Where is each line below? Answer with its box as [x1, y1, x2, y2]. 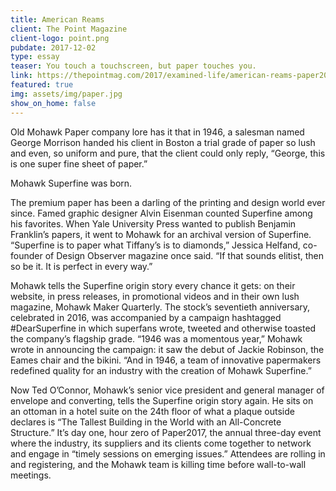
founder [10, 249, 43, 261]
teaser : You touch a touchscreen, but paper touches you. [10, 61, 257, 71]
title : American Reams [10, 14, 105, 25]
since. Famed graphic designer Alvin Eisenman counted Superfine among [10, 207, 313, 219]
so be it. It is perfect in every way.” [10, 260, 153, 272]
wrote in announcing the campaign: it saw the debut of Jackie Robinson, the [10, 343, 325, 355]
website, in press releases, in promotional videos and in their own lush [10, 290, 300, 302]
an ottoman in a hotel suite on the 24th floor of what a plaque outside [10, 405, 295, 417]
